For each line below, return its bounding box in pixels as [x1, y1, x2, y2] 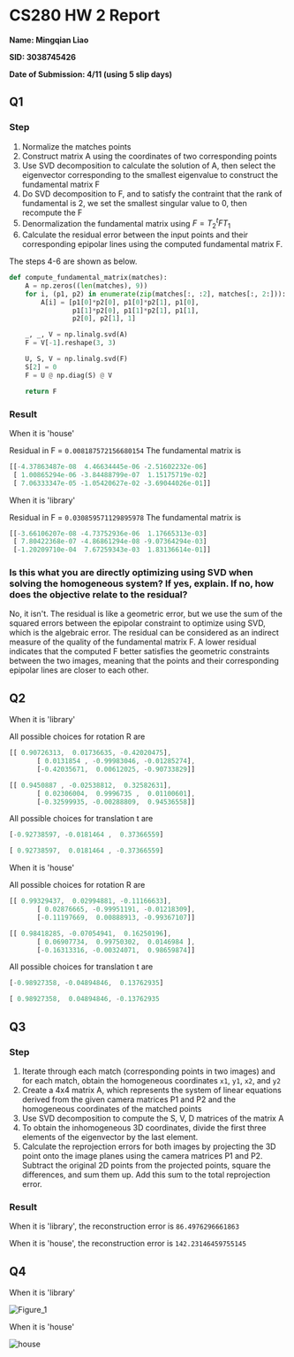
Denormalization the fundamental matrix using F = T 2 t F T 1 [21, 216, 231, 231]
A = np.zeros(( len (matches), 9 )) [25, 281, 148, 290]
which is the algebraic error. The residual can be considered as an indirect [9, 628, 280, 638]
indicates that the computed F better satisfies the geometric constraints [9, 646, 270, 657]
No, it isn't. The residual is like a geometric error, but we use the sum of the [9, 608, 283, 620]
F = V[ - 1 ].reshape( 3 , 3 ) [25, 338, 117, 348]
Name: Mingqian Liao [9, 35, 89, 45]
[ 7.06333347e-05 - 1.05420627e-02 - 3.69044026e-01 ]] [12, 479, 212, 488]
